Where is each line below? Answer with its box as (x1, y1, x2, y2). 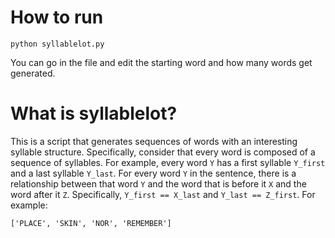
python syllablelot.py (10, 39, 105, 49)
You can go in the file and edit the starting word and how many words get (10, 56, 313, 68)
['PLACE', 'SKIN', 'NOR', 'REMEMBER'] (10, 218, 172, 228)
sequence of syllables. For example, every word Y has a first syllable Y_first (10, 156, 326, 168)
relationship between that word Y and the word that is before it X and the (10, 177, 307, 190)
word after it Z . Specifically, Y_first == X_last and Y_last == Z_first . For (10, 188, 316, 200)
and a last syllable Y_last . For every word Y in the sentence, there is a (10, 167, 297, 179)
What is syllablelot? (10, 102, 178, 125)
